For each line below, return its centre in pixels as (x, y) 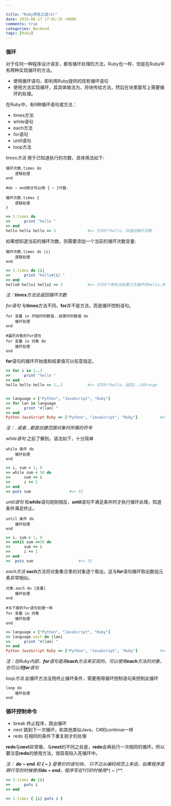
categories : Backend (28, 28)
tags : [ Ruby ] (20, 33)
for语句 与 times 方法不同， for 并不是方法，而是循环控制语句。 (70, 306)
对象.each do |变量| (26, 588)
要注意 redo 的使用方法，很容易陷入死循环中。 (53, 753)
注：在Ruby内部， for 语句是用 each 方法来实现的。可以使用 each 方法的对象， (85, 661)
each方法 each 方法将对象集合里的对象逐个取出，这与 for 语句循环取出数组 (82, 571)
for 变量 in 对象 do (26, 341)
